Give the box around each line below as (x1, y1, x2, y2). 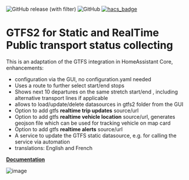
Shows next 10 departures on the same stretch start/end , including (14, 88, 178, 95)
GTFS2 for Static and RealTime (6, 26, 159, 39)
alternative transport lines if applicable (14, 94, 108, 101)
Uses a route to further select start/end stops (14, 82, 125, 89)
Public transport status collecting (6, 39, 174, 52)
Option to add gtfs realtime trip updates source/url (14, 106, 139, 114)
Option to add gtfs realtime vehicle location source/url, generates (14, 113, 175, 120)
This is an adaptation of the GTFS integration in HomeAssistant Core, (6, 58, 173, 65)
